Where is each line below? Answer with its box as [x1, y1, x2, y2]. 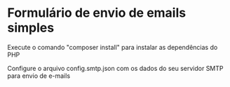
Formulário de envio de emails [7, 5, 187, 21]
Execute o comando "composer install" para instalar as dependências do [7, 43, 218, 51]
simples [7, 20, 55, 36]
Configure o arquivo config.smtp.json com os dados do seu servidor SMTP [7, 64, 224, 72]
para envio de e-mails [7, 72, 71, 80]
